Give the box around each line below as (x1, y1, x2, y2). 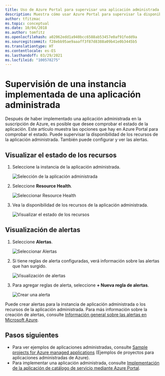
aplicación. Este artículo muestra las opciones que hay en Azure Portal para (5, 126, 158, 132)
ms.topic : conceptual (5, 21, 50, 26)
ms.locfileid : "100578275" (5, 58, 60, 62)
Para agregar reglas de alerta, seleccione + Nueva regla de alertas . (12, 282, 149, 288)
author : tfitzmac (5, 16, 41, 21)
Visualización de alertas (5, 226, 81, 234)
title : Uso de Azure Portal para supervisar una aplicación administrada (5, 7, 160, 12)
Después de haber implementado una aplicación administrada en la (5, 116, 141, 122)
